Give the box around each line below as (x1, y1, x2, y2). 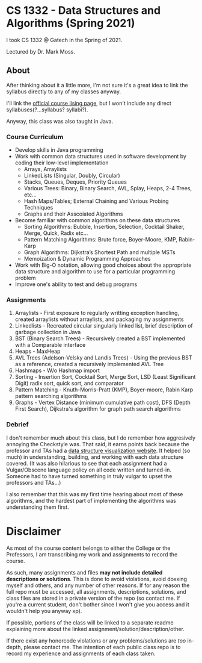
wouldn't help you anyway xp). (6, 607, 82, 614)
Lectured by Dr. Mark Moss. (6, 48, 75, 55)
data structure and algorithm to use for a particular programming (14, 268, 176, 275)
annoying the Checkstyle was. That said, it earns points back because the (6, 440, 189, 447)
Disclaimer (6, 524, 61, 538)
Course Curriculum (6, 132, 64, 141)
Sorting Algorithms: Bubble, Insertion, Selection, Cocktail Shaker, (23, 223, 185, 231)
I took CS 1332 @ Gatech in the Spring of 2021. (6, 36, 123, 43)
